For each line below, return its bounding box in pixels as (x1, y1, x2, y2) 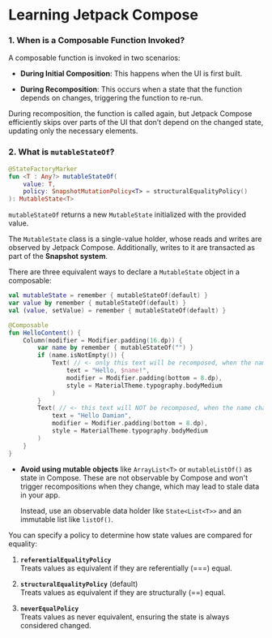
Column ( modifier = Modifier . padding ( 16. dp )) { (23, 336, 183, 344)
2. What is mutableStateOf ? (8, 146, 115, 157)
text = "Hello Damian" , (51, 412, 132, 420)
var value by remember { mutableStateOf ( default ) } (8, 299, 186, 308)
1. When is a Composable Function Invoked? (8, 35, 185, 46)
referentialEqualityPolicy (19, 556, 112, 564)
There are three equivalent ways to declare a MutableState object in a (8, 267, 240, 277)
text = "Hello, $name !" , (66, 367, 151, 375)
